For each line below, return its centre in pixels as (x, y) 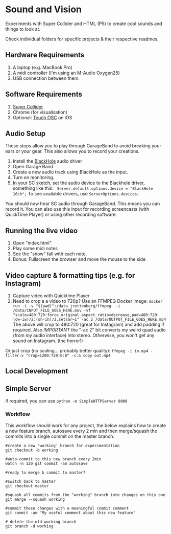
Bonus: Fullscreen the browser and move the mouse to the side (79, 259)
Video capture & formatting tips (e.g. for (70, 275)
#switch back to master (31, 481)
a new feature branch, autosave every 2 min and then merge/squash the (81, 431)
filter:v (15, 355)
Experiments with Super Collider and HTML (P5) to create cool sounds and (84, 24)
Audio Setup (26, 133)
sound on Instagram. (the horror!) (48, 341)
